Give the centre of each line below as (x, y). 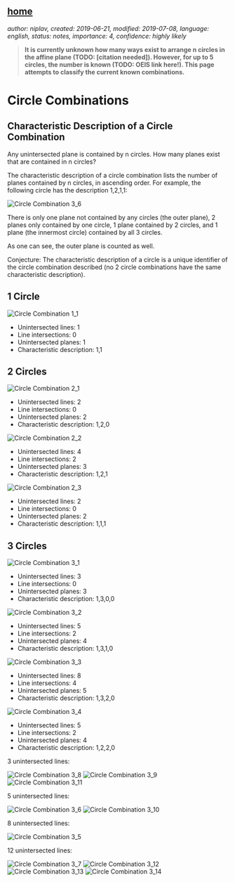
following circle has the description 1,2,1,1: (67, 190)
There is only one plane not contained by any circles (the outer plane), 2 (112, 217)
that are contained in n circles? (52, 162)
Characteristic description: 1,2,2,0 (66, 748)
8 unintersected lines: (39, 823)
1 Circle (23, 297)
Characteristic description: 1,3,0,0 (66, 599)
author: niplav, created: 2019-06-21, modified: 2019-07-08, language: (108, 28)
